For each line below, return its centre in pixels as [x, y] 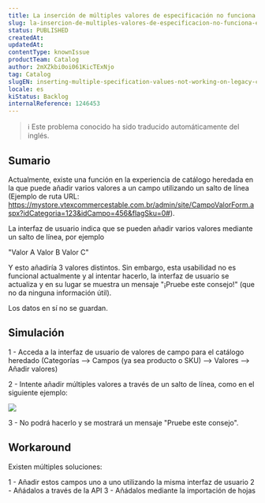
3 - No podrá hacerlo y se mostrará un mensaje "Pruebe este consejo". [123, 422]
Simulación [36, 333]
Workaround [40, 448]
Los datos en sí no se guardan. [58, 308]
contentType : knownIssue [49, 52]
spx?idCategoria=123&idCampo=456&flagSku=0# [90, 213]
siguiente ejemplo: [38, 392]
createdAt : [26, 38]
